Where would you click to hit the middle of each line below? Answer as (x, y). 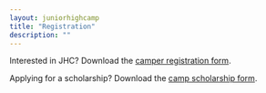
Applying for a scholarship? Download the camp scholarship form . (133, 78)
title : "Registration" (52, 26)
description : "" (40, 35)
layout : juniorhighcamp (55, 18)
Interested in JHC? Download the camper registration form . (120, 61)
